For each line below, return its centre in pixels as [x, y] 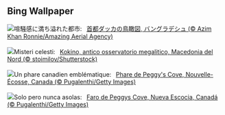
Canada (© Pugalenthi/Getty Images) [83, 81]
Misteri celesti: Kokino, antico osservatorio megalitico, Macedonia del [114, 51]
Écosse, [18, 81]
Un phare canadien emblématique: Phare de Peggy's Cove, [99, 74]
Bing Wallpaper [40, 11]
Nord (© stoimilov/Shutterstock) [52, 59]
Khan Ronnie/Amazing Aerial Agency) [60, 36]
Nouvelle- [200, 74]
